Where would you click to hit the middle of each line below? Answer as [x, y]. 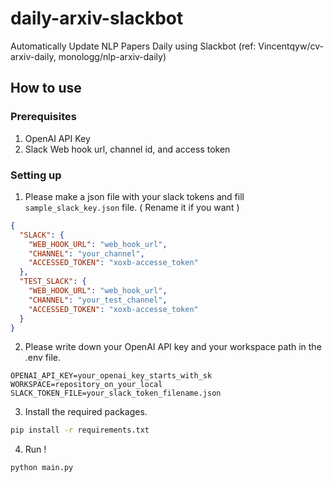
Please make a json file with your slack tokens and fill [134, 196]
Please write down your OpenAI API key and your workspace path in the [173, 347]
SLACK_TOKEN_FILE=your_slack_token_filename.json [116, 393]
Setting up [36, 175]
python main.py [42, 468]
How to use [46, 88]
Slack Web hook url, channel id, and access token [127, 149]
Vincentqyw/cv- [291, 46]
